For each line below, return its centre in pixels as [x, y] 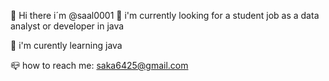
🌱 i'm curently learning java [66, 45]
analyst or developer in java [67, 26]
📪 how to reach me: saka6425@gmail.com [99, 65]
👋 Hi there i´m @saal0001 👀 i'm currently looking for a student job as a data [165, 15]
